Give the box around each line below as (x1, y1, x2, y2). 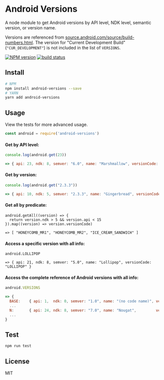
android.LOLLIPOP (5, 251, 41, 257)
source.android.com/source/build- (65, 34, 135, 40)
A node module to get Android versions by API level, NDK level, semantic (5, 20, 151, 25)
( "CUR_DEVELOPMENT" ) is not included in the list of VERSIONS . (5, 45, 121, 50)
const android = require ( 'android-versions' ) (5, 131, 99, 136)
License (5, 357, 30, 365)
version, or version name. (5, 24, 57, 30)
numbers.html (5, 39, 33, 45)
